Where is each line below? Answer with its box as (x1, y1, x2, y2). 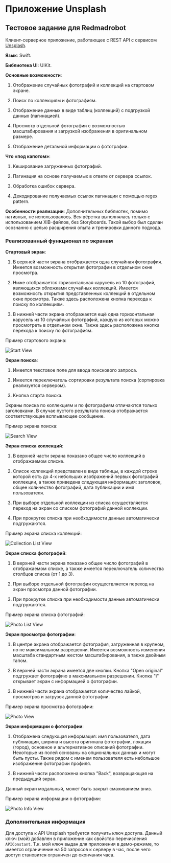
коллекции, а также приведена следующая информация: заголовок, (12, 479, 162, 485)
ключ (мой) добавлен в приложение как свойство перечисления (5, 835, 147, 842)
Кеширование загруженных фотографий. (12, 163, 102, 169)
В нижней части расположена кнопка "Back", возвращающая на (12, 770, 154, 777)
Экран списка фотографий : (5, 550, 67, 556)
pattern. (12, 198, 30, 205)
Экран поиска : (5, 357, 38, 364)
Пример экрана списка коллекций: (5, 530, 82, 537)
